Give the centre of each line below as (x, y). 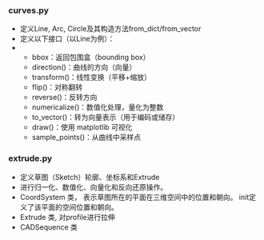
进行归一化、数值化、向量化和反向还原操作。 (94, 187)
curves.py (29, 10)
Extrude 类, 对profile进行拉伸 (68, 217)
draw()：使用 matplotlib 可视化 (82, 127)
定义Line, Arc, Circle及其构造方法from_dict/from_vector (110, 29)
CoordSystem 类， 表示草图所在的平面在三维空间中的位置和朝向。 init (134, 197)
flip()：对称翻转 (57, 87)
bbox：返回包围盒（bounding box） (91, 58)
